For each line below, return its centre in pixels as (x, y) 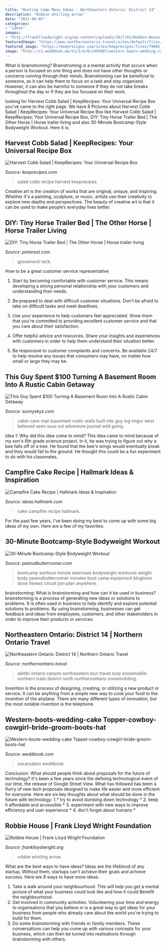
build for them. (27, 918)
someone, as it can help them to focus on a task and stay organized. (75, 81)
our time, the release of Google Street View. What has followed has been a (81, 784)
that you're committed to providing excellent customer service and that (84, 321)
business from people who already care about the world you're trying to (85, 913)
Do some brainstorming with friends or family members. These (76, 923)
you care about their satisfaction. (46, 326)
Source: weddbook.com (29, 754)
